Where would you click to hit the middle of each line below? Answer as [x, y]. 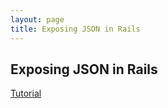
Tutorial [26, 93]
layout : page [37, 19]
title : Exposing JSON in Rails [75, 29]
